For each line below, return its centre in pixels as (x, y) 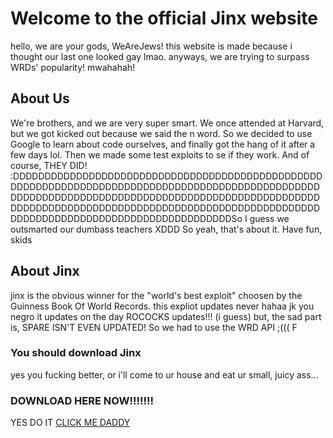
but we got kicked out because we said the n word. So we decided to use (161, 133)
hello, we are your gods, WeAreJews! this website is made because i (151, 46)
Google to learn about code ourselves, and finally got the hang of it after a (163, 144)
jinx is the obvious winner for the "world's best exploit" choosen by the (156, 295)
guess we (269, 218)
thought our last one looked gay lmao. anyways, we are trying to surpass (160, 56)
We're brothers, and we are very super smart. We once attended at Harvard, (167, 123)
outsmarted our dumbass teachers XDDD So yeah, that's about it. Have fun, (166, 229)
